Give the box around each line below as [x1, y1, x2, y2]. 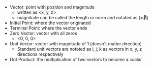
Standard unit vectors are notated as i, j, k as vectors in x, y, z [17, 46, 142, 52]
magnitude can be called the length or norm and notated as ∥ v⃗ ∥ [17, 15, 149, 20]
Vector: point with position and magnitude [9, 4, 95, 10]
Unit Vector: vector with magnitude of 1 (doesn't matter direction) [9, 41, 142, 46]
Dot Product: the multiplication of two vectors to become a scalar [9, 57, 142, 62]
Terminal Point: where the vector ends [9, 25, 88, 31]
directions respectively [17, 51, 64, 57]
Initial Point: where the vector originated [9, 20, 91, 26]
